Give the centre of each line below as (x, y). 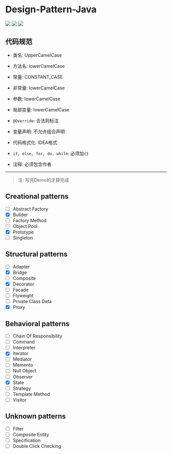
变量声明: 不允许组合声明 (39, 131)
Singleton (23, 238)
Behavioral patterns (38, 324)
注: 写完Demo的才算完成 (43, 180)
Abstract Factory (30, 209)
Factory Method (30, 220)
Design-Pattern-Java (51, 10)
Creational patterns (37, 196)
